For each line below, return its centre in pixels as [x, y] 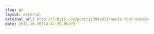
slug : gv [14, 10]
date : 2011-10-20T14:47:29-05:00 [40, 24]
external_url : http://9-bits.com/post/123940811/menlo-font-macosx [77, 19]
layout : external [23, 14]
